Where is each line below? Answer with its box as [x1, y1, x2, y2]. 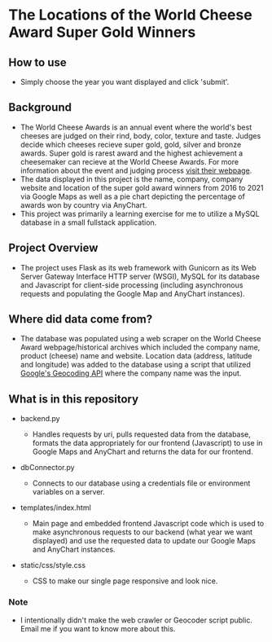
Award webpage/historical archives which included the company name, [20, 342, 261, 352]
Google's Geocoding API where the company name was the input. [20, 368, 242, 378]
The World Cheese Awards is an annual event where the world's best [20, 122, 252, 132]
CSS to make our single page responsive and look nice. [32, 576, 218, 586]
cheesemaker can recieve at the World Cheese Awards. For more [20, 156, 239, 166]
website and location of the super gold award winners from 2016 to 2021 [20, 182, 264, 192]
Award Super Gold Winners [8, 23, 196, 42]
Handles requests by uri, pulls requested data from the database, [32, 429, 251, 439]
